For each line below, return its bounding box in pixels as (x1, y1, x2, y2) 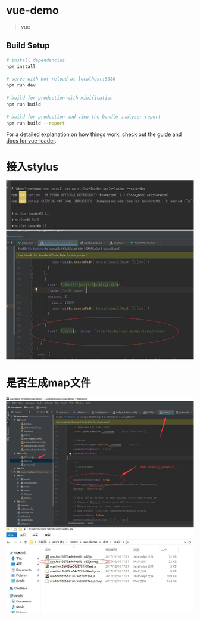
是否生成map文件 (6, 376, 91, 390)
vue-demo (6, 4, 60, 17)
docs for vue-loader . (6, 137, 57, 144)
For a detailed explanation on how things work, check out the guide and (6, 131, 182, 138)
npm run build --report (6, 120, 65, 126)
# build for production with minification (6, 95, 113, 101)
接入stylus (6, 160, 59, 174)
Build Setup (6, 41, 50, 51)
